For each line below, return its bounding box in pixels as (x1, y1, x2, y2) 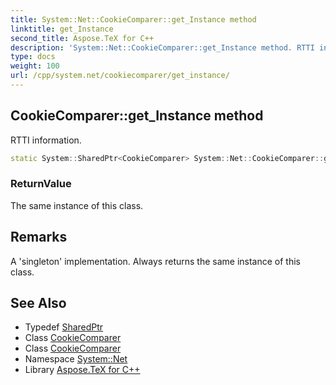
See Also (10, 295, 67, 312)
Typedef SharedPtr (24, 321, 104, 333)
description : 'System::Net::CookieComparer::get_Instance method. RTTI (10, 42, 315, 53)
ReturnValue (10, 177, 72, 191)
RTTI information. (10, 134, 82, 146)
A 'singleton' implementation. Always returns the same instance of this (10, 255, 301, 267)
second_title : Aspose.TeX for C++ (10, 33, 155, 43)
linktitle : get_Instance (10, 24, 114, 34)
